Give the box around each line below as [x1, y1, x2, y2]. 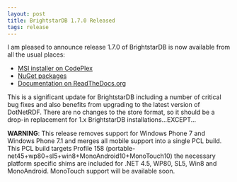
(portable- [105, 144, 136, 153]
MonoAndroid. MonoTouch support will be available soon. [7, 167, 175, 176]
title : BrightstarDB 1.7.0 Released [7, 17, 115, 24]
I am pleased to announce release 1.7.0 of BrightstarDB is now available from [7, 43, 231, 52]
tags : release [7, 23, 50, 30]
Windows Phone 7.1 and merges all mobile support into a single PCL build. [7, 137, 222, 145]
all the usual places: [7, 50, 66, 59]
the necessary [174, 152, 216, 160]
